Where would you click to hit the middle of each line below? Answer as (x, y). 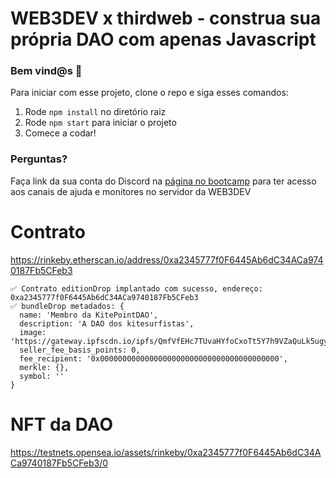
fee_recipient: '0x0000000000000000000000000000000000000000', (153, 358)
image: (33, 332)
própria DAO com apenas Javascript (163, 39)
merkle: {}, (44, 367)
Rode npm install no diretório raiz (95, 112)
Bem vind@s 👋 (46, 71)
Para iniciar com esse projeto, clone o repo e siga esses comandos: (149, 93)
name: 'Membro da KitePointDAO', (89, 315)
